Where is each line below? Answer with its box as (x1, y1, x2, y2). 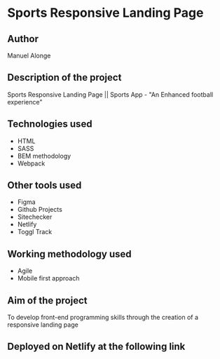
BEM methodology (17, 151, 71, 160)
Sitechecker (17, 212, 53, 222)
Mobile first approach (17, 274, 80, 283)
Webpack (17, 159, 46, 168)
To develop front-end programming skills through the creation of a (7, 313, 198, 322)
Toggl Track (17, 228, 53, 236)
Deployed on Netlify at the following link (7, 341, 186, 353)
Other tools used (7, 179, 82, 191)
